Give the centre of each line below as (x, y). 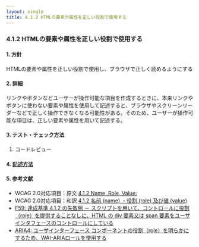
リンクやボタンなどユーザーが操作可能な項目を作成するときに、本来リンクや (100, 98)
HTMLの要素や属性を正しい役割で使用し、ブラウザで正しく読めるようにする (99, 68)
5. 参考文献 (20, 179)
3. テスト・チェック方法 (35, 135)
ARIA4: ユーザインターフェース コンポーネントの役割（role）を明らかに (102, 230)
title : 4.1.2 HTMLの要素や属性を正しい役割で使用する (66, 17)
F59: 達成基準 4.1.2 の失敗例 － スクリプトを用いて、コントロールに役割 (102, 208)
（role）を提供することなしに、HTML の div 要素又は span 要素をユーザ (102, 215)
